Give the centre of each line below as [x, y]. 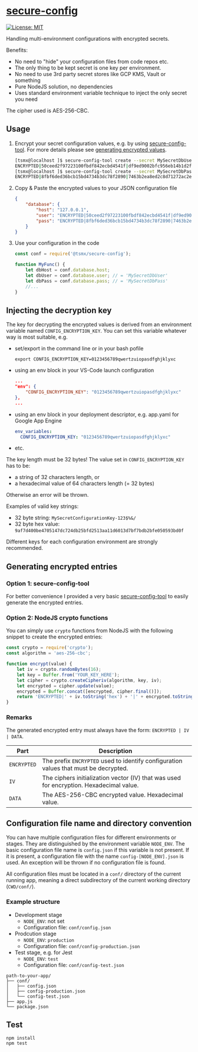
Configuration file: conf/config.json [67, 927]
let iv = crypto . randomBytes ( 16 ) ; [59, 670]
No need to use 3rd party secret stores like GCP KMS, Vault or [90, 74]
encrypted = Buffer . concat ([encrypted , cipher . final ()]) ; [89, 691]
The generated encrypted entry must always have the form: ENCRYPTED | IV [98, 730]
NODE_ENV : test [41, 958]
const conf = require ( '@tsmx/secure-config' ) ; [73, 254]
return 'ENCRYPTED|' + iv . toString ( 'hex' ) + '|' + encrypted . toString [105, 697]
